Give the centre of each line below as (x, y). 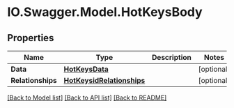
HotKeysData (86, 69)
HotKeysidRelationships (104, 80)
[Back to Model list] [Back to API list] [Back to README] (87, 98)
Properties (31, 38)
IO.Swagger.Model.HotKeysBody (105, 12)
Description (172, 57)
